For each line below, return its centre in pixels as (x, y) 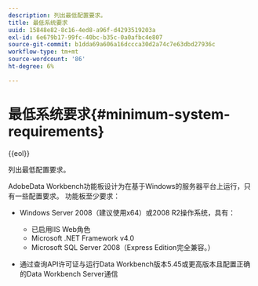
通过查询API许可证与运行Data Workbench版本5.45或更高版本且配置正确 (135, 264)
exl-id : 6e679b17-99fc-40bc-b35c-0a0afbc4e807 (85, 37)
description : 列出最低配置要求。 (58, 15)
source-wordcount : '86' (47, 60)
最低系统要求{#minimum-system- (119, 114)
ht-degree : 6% (31, 67)
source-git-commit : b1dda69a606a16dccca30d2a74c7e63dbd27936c (112, 45)
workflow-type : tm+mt (44, 52)
